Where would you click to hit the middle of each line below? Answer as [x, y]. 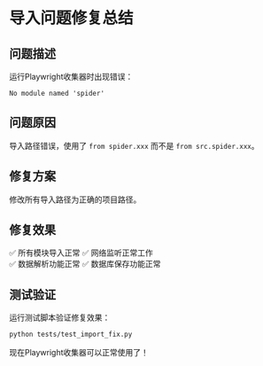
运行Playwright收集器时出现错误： [71, 77]
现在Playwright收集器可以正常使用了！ [79, 353]
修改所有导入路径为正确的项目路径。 [75, 199]
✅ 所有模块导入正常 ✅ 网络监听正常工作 [81, 253]
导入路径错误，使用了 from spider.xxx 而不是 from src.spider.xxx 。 [134, 145]
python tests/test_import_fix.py [71, 335]
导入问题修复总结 [72, 18]
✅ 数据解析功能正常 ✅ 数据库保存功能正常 [85, 264]
